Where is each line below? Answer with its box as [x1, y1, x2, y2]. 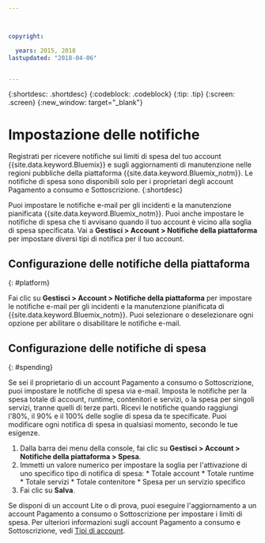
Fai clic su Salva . [19, 485, 75, 495]
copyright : [8, 32, 44, 40]
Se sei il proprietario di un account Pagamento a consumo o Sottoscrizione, [8, 377, 255, 387]
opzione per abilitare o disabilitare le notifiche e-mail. [8, 319, 182, 328]
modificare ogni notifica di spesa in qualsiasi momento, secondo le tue [8, 420, 239, 429]
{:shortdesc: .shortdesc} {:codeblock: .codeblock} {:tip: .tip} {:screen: [8, 89, 236, 99]
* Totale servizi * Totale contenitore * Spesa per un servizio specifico [19, 477, 246, 486]
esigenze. [8, 428, 40, 437]
